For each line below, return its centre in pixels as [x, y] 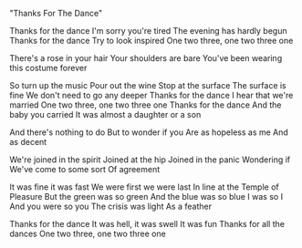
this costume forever [48, 68]
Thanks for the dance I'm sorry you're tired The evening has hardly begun [148, 31]
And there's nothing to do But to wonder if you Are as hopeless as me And [149, 132]
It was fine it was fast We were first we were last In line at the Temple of [145, 187]
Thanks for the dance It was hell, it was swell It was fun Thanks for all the [147, 224]
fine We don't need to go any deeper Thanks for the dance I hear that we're [151, 95]
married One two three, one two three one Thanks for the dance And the [146, 105]
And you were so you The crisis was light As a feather [111, 206]
